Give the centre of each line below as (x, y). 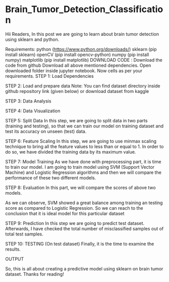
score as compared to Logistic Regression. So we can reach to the (74, 208)
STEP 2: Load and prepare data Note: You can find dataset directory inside (83, 86)
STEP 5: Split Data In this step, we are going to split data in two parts (76, 120)
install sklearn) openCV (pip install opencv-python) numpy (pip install (77, 55)
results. (13, 249)
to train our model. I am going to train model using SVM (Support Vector (80, 167)
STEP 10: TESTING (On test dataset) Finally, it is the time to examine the (80, 244)
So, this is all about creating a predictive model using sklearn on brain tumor (84, 268)
